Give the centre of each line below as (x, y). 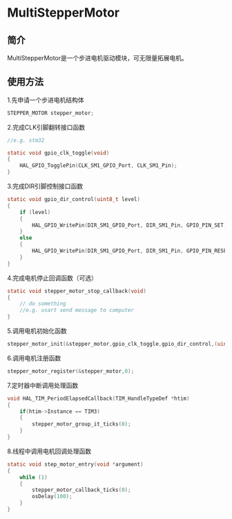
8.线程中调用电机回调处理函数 (49, 451)
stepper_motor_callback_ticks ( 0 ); (81, 490)
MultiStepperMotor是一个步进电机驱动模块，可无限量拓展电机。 (98, 58)
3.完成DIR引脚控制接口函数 (45, 186)
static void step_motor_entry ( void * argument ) (75, 464)
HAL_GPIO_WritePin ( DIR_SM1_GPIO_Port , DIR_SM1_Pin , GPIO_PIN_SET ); (131, 225)
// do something (43, 304)
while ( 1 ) (34, 477)
